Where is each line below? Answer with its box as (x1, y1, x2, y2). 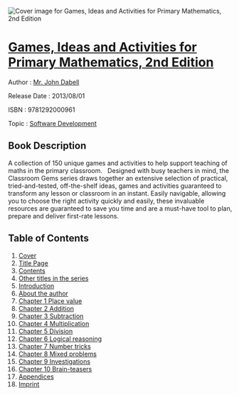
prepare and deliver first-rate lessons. (8, 211, 119, 220)
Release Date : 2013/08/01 (8, 91, 85, 100)
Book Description (8, 139, 87, 152)
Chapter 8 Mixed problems (18, 349, 97, 358)
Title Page (18, 258, 48, 267)
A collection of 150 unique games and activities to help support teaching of (8, 159, 228, 167)
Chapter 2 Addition (18, 304, 74, 312)
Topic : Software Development (8, 119, 97, 127)
